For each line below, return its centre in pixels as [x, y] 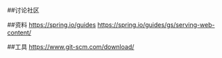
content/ [19, 32]
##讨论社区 [23, 10]
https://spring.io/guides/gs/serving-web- [156, 25]
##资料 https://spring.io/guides [52, 25]
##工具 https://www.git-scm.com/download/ [71, 47]
